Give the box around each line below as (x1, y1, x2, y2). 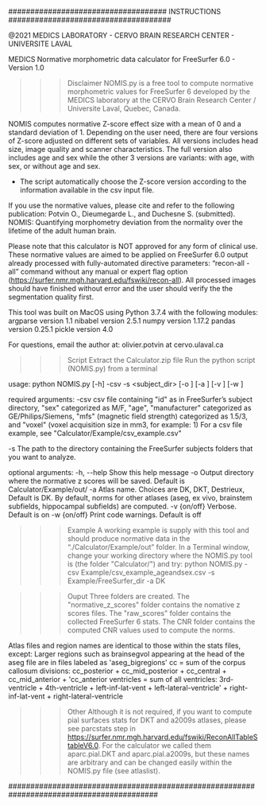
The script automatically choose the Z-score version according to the (19, 177, 247, 186)
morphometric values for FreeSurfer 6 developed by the (67, 87, 250, 96)
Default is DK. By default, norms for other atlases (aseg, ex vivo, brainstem (8, 493, 253, 502)
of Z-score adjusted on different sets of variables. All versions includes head (8, 136, 259, 146)
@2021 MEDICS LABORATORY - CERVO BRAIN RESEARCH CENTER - (8, 31, 235, 40)
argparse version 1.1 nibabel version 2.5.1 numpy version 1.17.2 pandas (8, 316, 236, 325)
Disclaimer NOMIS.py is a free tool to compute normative (67, 79, 254, 88)
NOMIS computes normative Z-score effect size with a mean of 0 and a (8, 119, 242, 128)
